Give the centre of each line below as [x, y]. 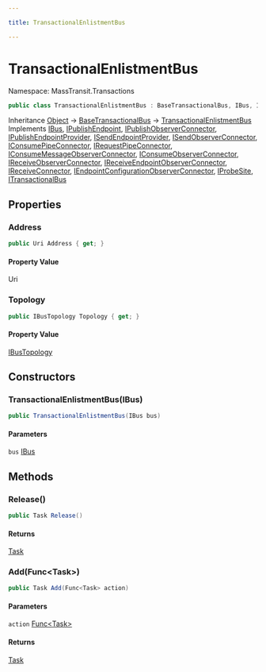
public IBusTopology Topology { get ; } [74, 316]
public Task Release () [46, 516]
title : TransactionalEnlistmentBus [67, 22]
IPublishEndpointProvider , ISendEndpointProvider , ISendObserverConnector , [133, 137]
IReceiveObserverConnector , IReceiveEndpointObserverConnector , [118, 163]
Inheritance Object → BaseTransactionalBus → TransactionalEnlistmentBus [130, 121]
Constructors [42, 377]
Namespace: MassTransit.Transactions [71, 91]
